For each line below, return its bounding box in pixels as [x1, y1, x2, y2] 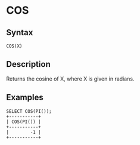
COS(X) [6, 43, 23, 49]
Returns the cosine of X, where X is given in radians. [6, 75, 135, 82]
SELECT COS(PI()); [6, 108, 52, 114]
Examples [6, 92, 43, 103]
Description [6, 59, 51, 69]
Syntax [6, 27, 33, 38]
